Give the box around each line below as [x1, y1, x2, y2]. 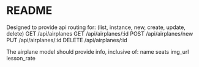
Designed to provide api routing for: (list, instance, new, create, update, [6, 24, 186, 31]
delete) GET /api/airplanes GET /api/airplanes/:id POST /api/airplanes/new [6, 30, 193, 37]
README [6, 4, 53, 18]
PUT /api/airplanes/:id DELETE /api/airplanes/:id [6, 36, 127, 43]
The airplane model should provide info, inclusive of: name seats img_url [6, 48, 189, 55]
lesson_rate [6, 54, 36, 62]
